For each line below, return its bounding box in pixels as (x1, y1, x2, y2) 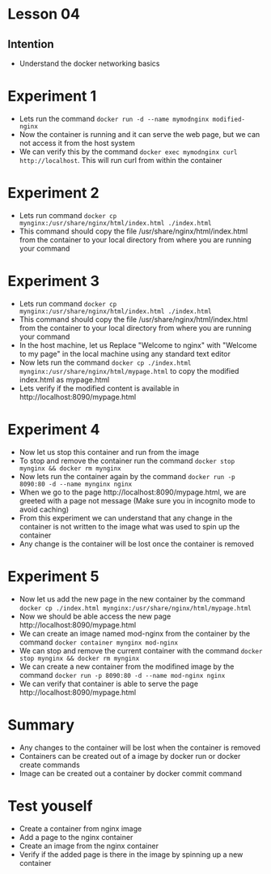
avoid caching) (19, 504, 70, 514)
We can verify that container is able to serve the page (19, 679, 199, 688)
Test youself (7, 796, 93, 815)
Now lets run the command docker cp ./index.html (19, 358, 192, 367)
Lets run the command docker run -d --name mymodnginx (19, 114, 210, 123)
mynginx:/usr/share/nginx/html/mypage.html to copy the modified (19, 366, 239, 375)
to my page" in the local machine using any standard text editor (19, 349, 231, 358)
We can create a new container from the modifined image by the (19, 662, 235, 671)
